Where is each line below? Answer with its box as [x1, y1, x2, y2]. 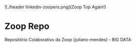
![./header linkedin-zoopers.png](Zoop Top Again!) [4, 4, 107, 10]
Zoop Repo [4, 21, 50, 32]
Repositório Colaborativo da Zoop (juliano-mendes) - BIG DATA [4, 36, 132, 42]
